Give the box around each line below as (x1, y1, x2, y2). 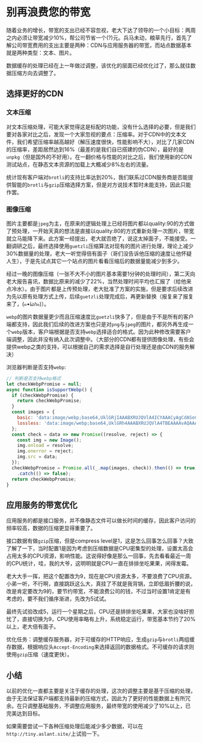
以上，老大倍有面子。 (6, 623, 59, 630)
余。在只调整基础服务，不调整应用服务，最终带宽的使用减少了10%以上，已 (6, 702, 191, 710)
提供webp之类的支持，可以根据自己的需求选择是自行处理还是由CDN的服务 (6, 343, 190, 350)
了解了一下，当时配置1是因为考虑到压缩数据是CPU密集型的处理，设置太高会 (6, 545, 194, 552)
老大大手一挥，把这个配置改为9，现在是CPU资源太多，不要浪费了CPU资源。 (6, 573, 195, 580)
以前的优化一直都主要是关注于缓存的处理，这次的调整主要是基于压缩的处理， (6, 687, 196, 695)
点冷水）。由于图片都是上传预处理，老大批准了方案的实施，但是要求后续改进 (6, 285, 194, 292)
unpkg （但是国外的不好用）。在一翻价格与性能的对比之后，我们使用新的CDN (6, 153, 192, 160)
